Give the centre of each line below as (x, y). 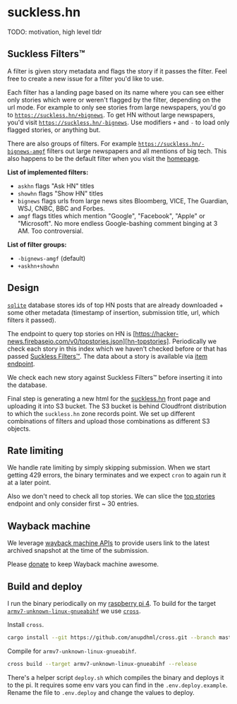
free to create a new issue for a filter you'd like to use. (86, 78)
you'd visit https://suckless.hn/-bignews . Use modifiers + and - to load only (119, 122)
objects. (19, 429)
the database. (28, 385)
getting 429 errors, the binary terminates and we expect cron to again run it (117, 475)
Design (23, 288)
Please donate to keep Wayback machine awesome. (83, 564)
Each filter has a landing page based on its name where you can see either (116, 92)
